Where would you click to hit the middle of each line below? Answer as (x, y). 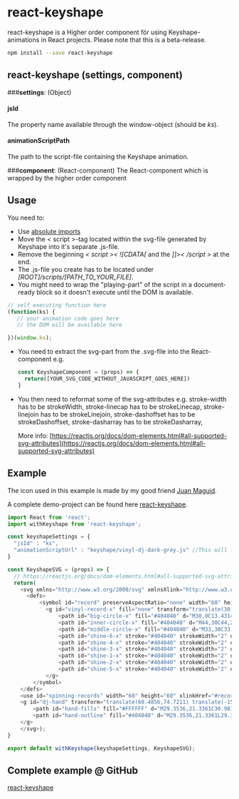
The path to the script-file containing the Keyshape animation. (98, 157)
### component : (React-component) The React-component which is (108, 171)
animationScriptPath (38, 141)
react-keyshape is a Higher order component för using (87, 32)
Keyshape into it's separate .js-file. (68, 246)
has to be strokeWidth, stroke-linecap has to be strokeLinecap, (110, 407)
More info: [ (34, 435)
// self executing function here (57, 305)
